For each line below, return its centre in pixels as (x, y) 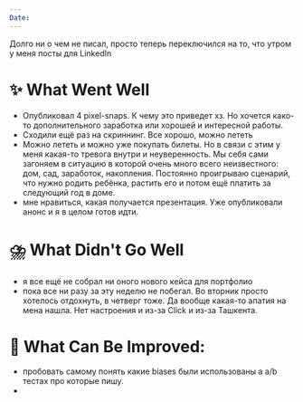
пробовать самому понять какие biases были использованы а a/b (150, 371)
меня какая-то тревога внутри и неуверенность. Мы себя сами (146, 154)
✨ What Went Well (80, 89)
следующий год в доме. (69, 192)
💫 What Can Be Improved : (107, 346)
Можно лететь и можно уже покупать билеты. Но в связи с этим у (151, 144)
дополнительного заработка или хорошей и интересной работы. (158, 125)
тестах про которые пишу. (73, 381)
